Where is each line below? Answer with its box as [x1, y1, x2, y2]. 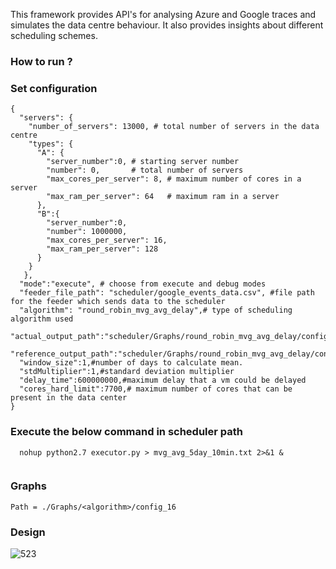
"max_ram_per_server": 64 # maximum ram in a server [46, 192, 280, 202]
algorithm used [10, 314, 74, 324]
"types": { [28, 139, 74, 149]
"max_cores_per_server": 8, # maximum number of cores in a [46, 174, 302, 184]
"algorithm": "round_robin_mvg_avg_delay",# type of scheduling [19, 305, 293, 316]
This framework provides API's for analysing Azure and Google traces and [10, 9, 317, 20]
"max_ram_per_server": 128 [46, 244, 159, 254]
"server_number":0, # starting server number [46, 157, 240, 167]
